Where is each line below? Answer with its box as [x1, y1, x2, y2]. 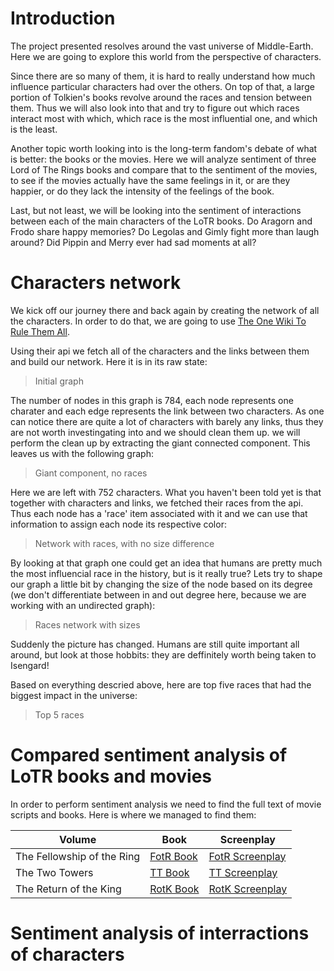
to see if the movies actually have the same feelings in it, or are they [10, 174, 291, 186]
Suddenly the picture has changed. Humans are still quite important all [10, 638, 300, 650]
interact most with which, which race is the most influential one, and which [10, 112, 318, 124]
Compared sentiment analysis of [10, 744, 288, 767]
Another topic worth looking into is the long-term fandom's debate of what [10, 142, 318, 154]
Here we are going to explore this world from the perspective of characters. [10, 50, 322, 62]
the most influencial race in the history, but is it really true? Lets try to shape [10, 567, 323, 579]
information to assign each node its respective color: [10, 518, 227, 530]
